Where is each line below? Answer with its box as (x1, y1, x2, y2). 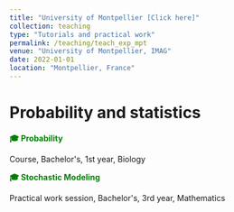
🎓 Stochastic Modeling (9, 171, 101, 182)
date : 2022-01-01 (9, 55, 75, 64)
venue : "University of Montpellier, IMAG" (9, 47, 172, 56)
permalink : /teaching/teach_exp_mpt (9, 38, 147, 48)
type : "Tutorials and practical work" (9, 30, 155, 39)
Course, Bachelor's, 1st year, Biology (9, 153, 146, 164)
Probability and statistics (9, 103, 201, 123)
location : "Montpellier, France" (9, 64, 136, 73)
